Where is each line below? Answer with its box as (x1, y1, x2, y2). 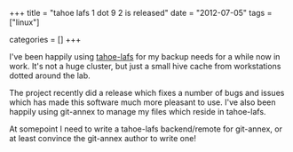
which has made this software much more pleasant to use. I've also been (9, 97, 276, 108)
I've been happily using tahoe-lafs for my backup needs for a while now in (9, 52, 281, 61)
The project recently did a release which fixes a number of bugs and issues (9, 88, 285, 98)
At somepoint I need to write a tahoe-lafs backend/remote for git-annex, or (9, 124, 282, 134)
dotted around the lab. (9, 70, 91, 81)
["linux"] (9, 17, 40, 28)
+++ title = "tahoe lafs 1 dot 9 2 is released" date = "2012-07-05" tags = (9, 8, 273, 18)
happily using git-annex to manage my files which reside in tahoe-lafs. (9, 107, 266, 116)
